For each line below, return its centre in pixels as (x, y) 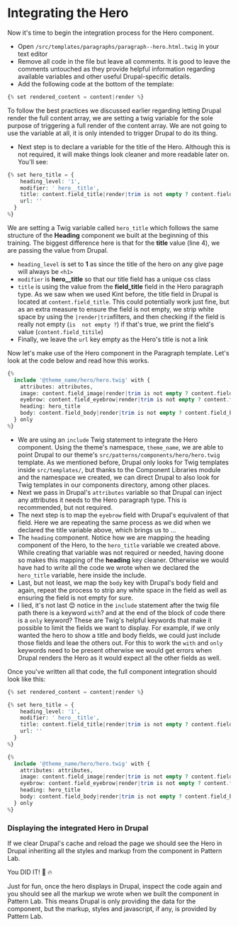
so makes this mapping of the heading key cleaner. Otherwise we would (123, 560)
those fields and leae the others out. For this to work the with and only (120, 643)
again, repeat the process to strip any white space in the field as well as (122, 590)
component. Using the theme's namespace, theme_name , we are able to (120, 447)
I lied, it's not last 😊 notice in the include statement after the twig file (118, 605)
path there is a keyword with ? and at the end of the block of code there (121, 612)
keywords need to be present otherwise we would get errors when (115, 650)
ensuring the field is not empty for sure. (75, 598)
